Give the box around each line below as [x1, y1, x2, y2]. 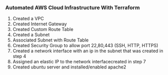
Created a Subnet [12, 32, 50, 38]
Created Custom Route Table [12, 26, 74, 32]
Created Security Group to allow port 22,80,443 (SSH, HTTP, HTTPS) [12, 43, 159, 49]
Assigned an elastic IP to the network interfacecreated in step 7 [12, 59, 146, 65]
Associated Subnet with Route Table [12, 37, 89, 43]
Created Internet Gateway [12, 21, 67, 27]
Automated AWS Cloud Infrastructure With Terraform [5, 4, 140, 11]
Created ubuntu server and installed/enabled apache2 [12, 64, 126, 70]
